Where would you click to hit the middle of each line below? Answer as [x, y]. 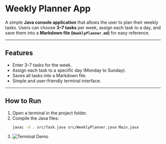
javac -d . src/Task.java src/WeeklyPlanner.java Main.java [75, 127]
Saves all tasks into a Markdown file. [49, 75]
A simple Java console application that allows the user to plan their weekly [82, 22]
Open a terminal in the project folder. [50, 113]
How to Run [23, 101]
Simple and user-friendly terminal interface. [57, 81]
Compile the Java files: [36, 118]
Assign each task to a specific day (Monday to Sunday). [69, 70]
